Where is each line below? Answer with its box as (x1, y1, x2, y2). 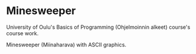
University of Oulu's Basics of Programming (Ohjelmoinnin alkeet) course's (6, 23, 191, 31)
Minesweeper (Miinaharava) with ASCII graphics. (6, 41, 127, 48)
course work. (6, 29, 39, 36)
